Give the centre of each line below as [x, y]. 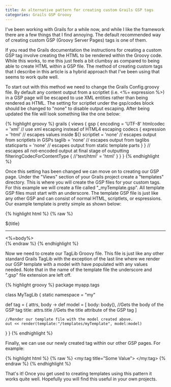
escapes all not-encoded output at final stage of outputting [67, 151]
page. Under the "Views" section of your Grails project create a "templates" [84, 176]
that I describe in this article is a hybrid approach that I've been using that [82, 71]
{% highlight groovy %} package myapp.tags [52, 285]
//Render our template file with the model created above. [69, 319]
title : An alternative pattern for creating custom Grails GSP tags [79, 10]
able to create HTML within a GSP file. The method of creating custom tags [84, 66]
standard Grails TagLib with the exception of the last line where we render [83, 259]
